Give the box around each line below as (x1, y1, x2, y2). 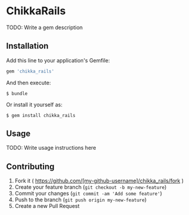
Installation (6, 41, 49, 51)
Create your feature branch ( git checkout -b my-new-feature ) (14, 184, 167, 191)
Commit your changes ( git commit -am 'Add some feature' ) (14, 190, 162, 197)
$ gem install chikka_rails (6, 112, 76, 118)
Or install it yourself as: (6, 101, 62, 108)
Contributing (6, 162, 55, 172)
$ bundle (6, 90, 28, 96)
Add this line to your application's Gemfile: (6, 56, 110, 64)
